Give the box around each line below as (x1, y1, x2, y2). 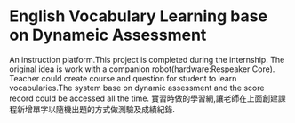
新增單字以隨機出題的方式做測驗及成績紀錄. (16, 104, 176, 114)
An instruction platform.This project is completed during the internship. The (9, 54, 285, 65)
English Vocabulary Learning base (9, 6, 268, 27)
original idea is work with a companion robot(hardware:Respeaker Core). (9, 64, 275, 74)
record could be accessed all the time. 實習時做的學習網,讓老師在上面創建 (9, 93, 278, 104)
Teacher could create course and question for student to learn (9, 73, 237, 83)
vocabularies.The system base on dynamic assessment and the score (9, 82, 265, 93)
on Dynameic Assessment (9, 25, 207, 45)
